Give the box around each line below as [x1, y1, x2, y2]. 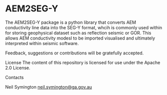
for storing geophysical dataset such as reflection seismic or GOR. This [5, 30, 152, 36]
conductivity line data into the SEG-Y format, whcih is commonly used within [5, 24, 163, 30]
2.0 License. [5, 65, 31, 71]
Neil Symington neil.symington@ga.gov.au [5, 84, 92, 90]
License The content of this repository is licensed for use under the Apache [5, 59, 161, 65]
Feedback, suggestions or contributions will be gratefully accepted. [5, 50, 144, 56]
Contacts [5, 74, 24, 80]
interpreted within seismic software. [5, 40, 79, 46]
